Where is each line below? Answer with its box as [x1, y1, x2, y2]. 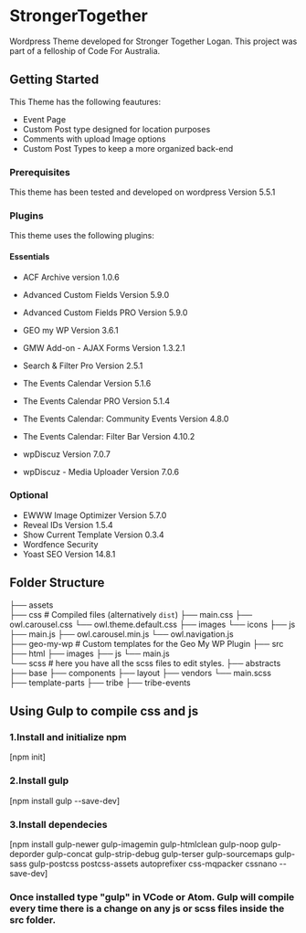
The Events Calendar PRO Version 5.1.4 [22, 395, 171, 407]
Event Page [22, 113, 67, 124]
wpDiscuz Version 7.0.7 [22, 449, 111, 460]
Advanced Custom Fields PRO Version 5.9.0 [22, 307, 188, 318]
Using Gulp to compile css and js [9, 704, 199, 719]
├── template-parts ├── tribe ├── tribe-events [9, 677, 192, 688]
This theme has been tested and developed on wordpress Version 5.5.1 [9, 186, 276, 197]
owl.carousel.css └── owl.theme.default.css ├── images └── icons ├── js [9, 619, 296, 630]
